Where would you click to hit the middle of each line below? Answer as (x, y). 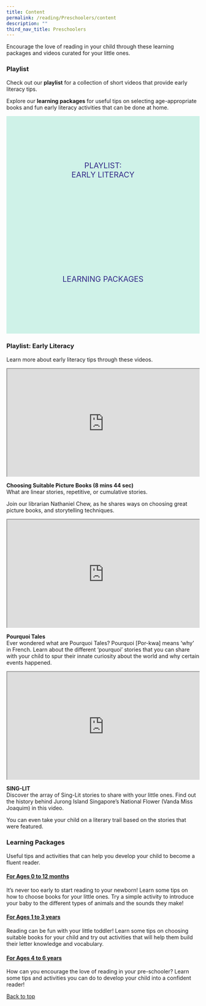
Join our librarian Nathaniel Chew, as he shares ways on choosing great (97, 504)
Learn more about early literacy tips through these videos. (80, 359)
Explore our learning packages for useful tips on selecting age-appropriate (102, 101)
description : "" (27, 23)
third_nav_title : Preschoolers (46, 29)
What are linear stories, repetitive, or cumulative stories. (77, 492)
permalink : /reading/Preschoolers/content (61, 18)
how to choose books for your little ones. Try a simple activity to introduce (100, 896)
